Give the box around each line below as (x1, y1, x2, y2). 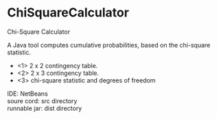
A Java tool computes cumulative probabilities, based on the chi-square (7, 41, 211, 49)
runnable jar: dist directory (7, 104, 82, 112)
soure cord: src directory (7, 96, 78, 105)
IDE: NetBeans (7, 89, 48, 98)
